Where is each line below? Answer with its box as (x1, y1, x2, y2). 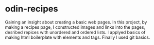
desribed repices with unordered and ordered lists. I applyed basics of (5, 29, 146, 35)
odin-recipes (5, 3, 58, 14)
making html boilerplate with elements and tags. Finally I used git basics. (5, 34, 150, 40)
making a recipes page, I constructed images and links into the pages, (5, 24, 146, 30)
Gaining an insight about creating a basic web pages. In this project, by (5, 19, 147, 25)
